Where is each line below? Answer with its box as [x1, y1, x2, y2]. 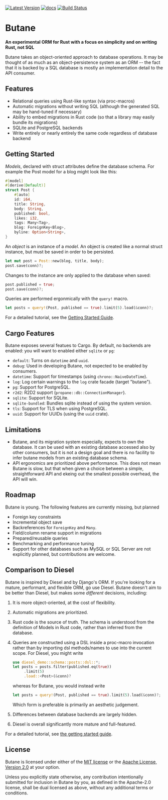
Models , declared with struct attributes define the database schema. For [5, 163, 154, 169]
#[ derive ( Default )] [5, 183, 46, 188]
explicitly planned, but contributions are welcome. [12, 551, 116, 557]
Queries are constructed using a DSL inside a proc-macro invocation [12, 639, 154, 645]
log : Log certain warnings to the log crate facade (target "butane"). [12, 379, 152, 385]
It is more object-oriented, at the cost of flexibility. [12, 599, 116, 606]
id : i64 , [14, 197, 33, 202]
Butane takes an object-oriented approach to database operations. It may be [5, 54, 163, 60]
